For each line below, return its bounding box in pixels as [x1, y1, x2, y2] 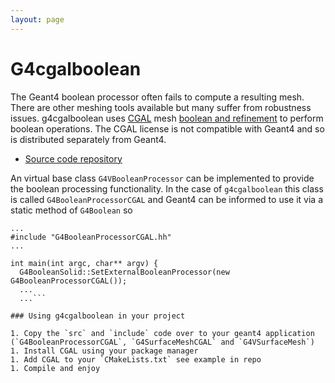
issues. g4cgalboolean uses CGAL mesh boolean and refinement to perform [10, 112, 324, 124]
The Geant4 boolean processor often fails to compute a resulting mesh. [10, 91, 305, 103]
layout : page [10, 14, 65, 25]
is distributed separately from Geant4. [10, 133, 167, 145]
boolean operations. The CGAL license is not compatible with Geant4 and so [10, 122, 325, 135]
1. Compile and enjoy [10, 363, 101, 373]
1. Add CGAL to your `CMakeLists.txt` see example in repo [10, 354, 262, 365]
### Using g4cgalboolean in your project [10, 311, 186, 321]
